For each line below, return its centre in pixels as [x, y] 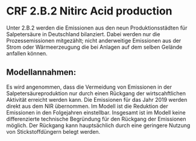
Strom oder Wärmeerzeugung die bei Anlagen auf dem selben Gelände [94, 47]
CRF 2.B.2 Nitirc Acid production [90, 11]
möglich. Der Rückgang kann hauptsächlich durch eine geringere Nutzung [98, 125]
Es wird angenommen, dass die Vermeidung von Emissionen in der [89, 87]
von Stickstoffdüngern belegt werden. [53, 131]
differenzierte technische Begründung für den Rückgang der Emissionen [96, 119]
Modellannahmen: [41, 73]
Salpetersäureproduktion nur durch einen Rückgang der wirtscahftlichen [96, 93]
